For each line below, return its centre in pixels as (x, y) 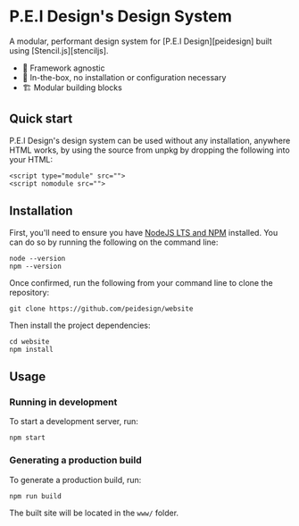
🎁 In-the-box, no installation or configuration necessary (124, 77)
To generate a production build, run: (75, 480)
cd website (29, 341)
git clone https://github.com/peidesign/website (101, 309)
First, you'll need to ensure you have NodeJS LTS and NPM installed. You (144, 232)
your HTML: (31, 159)
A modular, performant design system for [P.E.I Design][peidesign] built (141, 41)
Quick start (41, 119)
